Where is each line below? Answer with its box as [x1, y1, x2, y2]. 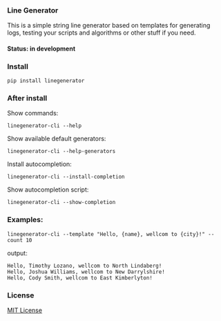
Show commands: [7, 109, 59, 118]
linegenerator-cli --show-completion [7, 199, 116, 206]
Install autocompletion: [7, 160, 73, 168]
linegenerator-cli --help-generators [7, 148, 116, 155]
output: [7, 248, 28, 257]
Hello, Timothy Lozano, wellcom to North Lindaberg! [7, 262, 162, 269]
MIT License [7, 306, 43, 315]
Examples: [7, 215, 44, 225]
